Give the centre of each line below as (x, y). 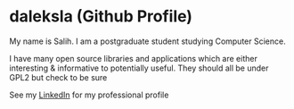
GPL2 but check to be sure (58, 77)
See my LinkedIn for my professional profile (89, 95)
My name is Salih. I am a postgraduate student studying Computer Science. (148, 41)
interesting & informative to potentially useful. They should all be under (139, 68)
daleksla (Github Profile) (101, 17)
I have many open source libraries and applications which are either (134, 58)
